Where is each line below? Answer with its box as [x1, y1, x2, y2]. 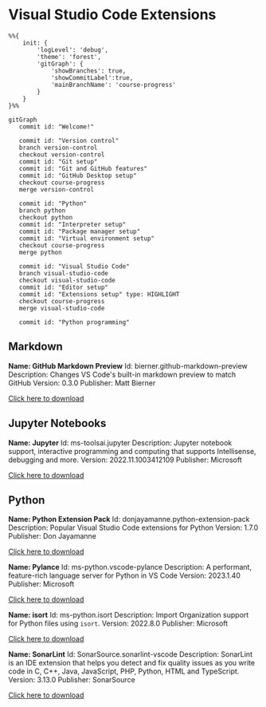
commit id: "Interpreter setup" [18, 220, 127, 228]
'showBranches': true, [50, 66, 127, 75]
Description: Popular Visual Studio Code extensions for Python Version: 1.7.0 [8, 523, 259, 532]
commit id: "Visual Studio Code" [18, 262, 130, 271]
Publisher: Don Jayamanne [8, 531, 97, 541]
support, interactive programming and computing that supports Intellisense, [8, 446, 256, 456]
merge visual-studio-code [18, 304, 105, 312]
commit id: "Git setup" [18, 157, 98, 165]
